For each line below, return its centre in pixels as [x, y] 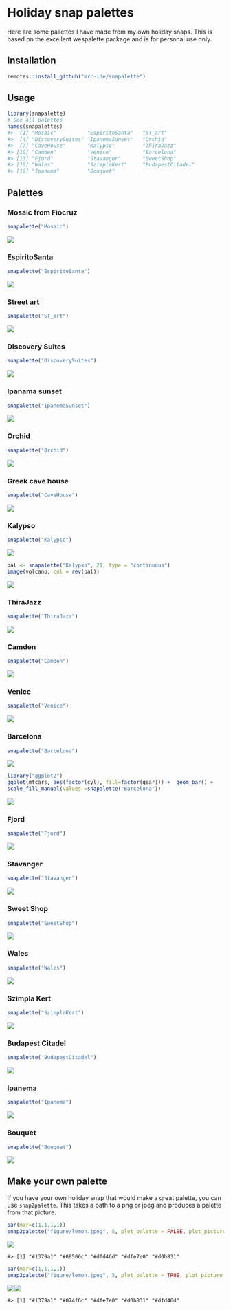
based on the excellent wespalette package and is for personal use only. [110, 39]
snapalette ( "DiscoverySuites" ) [52, 361]
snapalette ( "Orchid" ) [38, 450]
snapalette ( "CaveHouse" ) [43, 495]
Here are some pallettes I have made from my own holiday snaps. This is [110, 32]
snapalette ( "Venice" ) [38, 706]
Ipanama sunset [34, 391]
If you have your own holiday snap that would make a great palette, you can [114, 1198]
